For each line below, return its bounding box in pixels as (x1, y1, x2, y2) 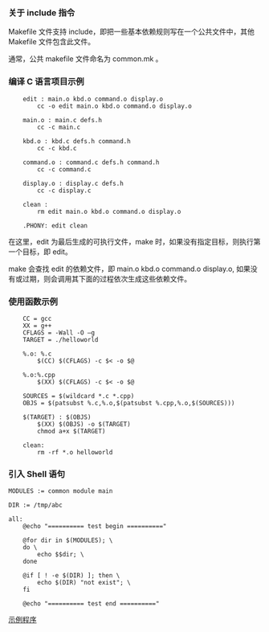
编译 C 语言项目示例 (8, 76, 84, 88)
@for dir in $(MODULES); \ (22, 536, 113, 544)
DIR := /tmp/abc (8, 501, 63, 510)
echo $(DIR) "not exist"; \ (37, 579, 131, 587)
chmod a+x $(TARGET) (37, 427, 106, 435)
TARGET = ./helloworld (22, 335, 99, 343)
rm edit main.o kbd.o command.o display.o (37, 207, 181, 215)
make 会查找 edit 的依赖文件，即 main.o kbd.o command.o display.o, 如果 (8, 264, 251, 273)
